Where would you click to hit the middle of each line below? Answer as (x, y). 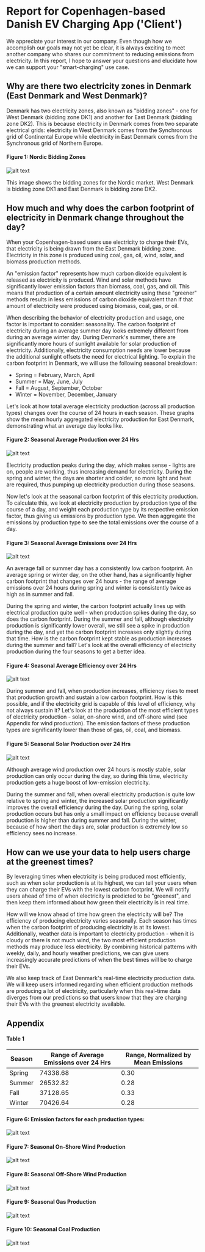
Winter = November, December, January (66, 394)
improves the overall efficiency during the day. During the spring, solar (95, 807)
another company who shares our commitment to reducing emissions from (100, 54)
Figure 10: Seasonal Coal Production (53, 1229)
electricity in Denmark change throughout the (95, 218)
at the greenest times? (50, 862)
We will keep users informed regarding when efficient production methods (100, 984)
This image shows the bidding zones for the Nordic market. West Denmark (100, 182)
